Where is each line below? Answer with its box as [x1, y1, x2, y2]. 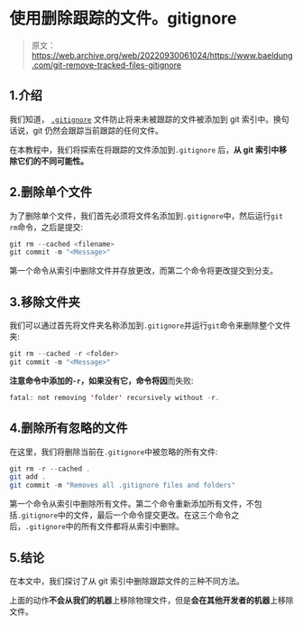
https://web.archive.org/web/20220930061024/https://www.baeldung [31, 50, 293, 61]
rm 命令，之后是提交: [9, 221, 84, 232]
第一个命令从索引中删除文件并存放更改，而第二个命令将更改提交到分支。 [9, 266, 278, 276]
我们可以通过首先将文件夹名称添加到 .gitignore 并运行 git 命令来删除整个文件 [9, 320, 291, 331]
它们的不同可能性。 [16, 155, 88, 166]
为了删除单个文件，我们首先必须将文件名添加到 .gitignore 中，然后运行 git [9, 210, 284, 221]
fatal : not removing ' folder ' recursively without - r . [9, 393, 220, 402]
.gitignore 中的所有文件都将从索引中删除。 [25, 521, 185, 532]
